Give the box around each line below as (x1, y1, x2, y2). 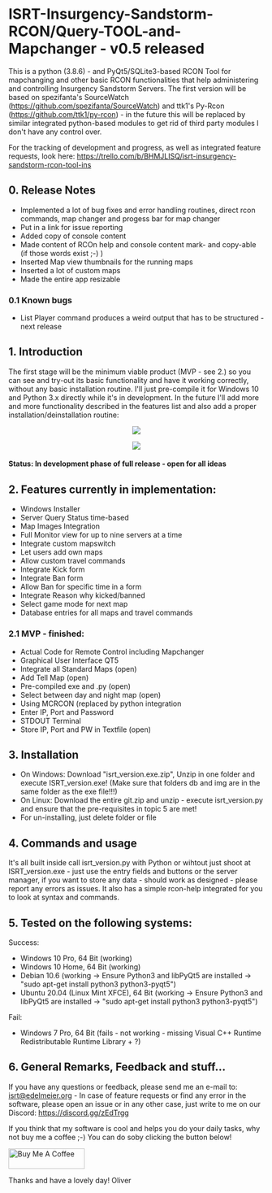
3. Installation (8, 747, 80, 761)
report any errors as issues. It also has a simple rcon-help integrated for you (8, 884, 263, 894)
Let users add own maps (19, 547, 103, 557)
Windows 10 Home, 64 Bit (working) (19, 962, 141, 972)
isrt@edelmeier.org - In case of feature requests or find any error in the (8, 1091, 247, 1100)
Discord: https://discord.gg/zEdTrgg (8, 1108, 130, 1117)
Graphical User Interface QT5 (19, 655, 119, 665)
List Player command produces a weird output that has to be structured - (19, 313, 265, 323)
